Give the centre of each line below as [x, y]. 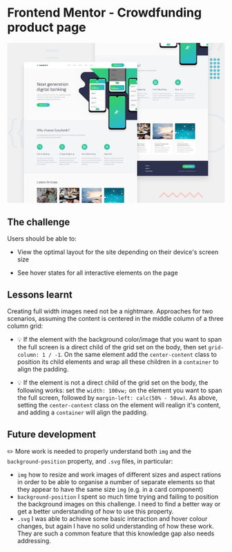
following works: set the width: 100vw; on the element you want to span [119, 390]
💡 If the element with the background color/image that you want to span [119, 340]
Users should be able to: [42, 239]
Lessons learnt [40, 294]
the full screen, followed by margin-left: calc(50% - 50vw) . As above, [117, 398]
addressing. [34, 540]
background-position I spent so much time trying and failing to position [118, 497]
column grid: [25, 326]
